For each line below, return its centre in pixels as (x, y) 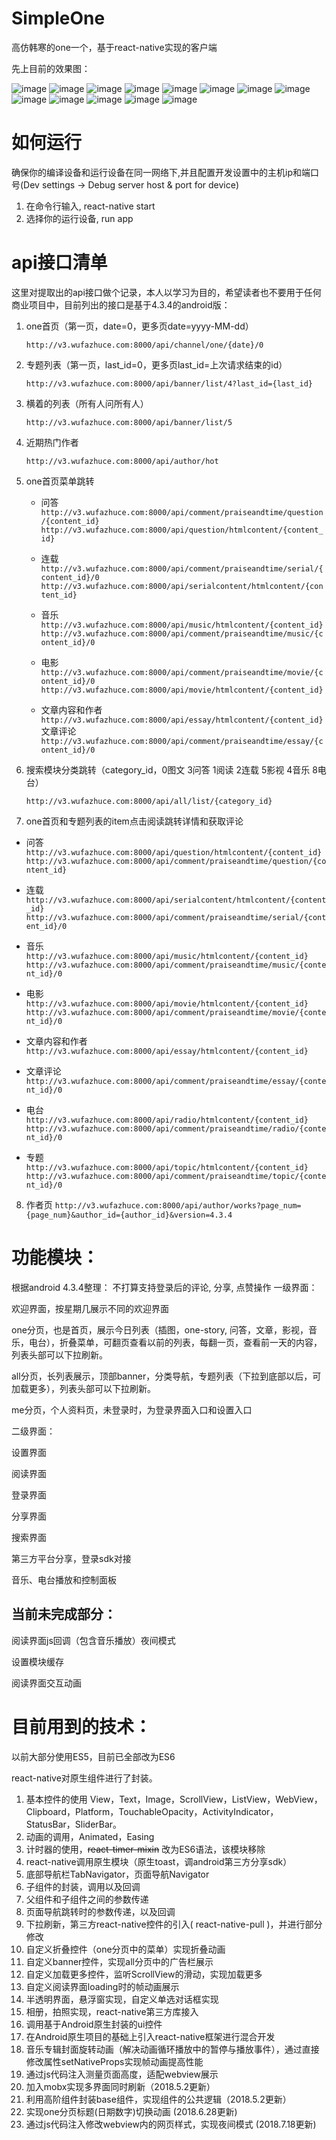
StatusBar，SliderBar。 (74, 1824)
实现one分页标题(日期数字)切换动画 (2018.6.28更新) (131, 2111)
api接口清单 (59, 263)
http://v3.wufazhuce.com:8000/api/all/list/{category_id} (149, 801)
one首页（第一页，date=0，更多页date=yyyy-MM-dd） (139, 326)
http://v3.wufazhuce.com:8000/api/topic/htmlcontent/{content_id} (167, 1167)
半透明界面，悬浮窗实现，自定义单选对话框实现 (122, 1999)
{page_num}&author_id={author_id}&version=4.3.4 (129, 1215)
